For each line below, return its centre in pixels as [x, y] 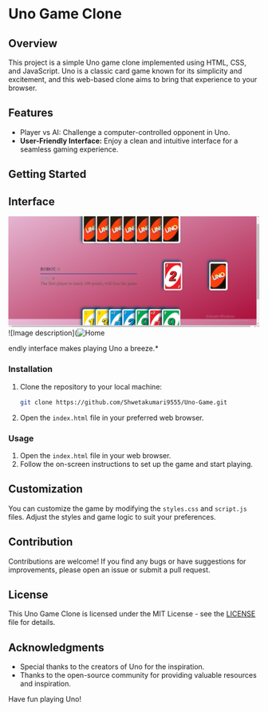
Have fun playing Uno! [45, 699]
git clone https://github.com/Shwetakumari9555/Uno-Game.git [124, 402]
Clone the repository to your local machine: [91, 386]
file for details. [32, 623]
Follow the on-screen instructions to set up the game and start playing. [136, 464]
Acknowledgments [57, 647]
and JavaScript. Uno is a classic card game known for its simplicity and [125, 71]
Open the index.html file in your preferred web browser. [112, 417]
